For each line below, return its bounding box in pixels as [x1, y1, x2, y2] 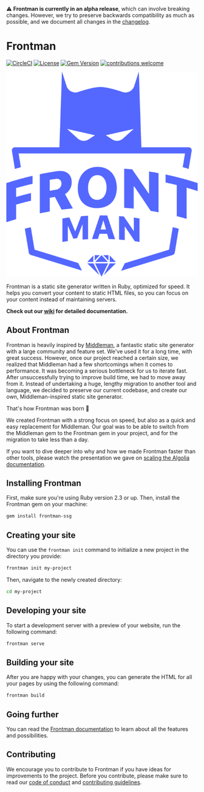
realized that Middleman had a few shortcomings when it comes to [6, 360, 173, 368]
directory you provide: [6, 553, 62, 560]
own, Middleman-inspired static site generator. [6, 393, 123, 400]
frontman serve [6, 641, 45, 647]
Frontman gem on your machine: [6, 501, 88, 508]
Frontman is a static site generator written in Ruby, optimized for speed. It [6, 283, 190, 290]
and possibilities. [6, 732, 49, 739]
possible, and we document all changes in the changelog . [6, 18, 151, 25]
